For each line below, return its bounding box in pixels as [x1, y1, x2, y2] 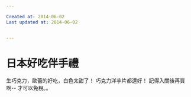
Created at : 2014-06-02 [6, 14, 65, 19]
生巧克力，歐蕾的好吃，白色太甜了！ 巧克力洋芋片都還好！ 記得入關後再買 [6, 77, 185, 84]
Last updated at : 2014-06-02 [6, 19, 78, 25]
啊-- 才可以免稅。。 [6, 85, 51, 92]
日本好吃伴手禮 [6, 56, 79, 70]
